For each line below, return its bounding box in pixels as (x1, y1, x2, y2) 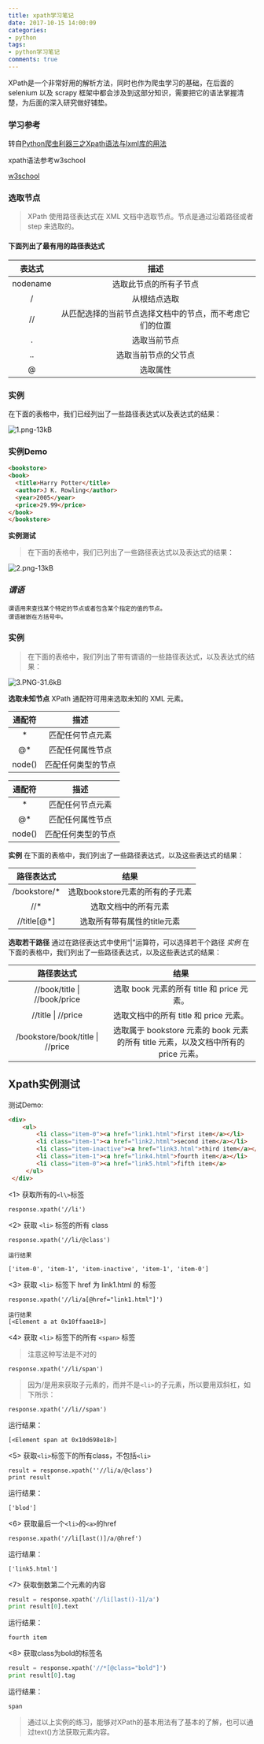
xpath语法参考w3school (8, 155, 86, 165)
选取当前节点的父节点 (115, 349, 195, 360)
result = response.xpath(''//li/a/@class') (8, 1467, 153, 1474)
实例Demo (8, 446, 48, 457)
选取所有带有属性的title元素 (79, 916, 181, 927)
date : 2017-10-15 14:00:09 (8, 19, 97, 27)
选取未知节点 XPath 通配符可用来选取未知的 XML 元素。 (8, 694, 189, 703)
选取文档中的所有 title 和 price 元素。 (113, 1010, 249, 1021)
